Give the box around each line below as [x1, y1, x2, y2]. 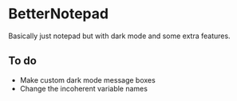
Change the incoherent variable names [19, 84, 148, 93]
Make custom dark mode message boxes [19, 75, 156, 84]
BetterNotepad [8, 5, 109, 23]
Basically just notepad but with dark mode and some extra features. [8, 31, 231, 41]
